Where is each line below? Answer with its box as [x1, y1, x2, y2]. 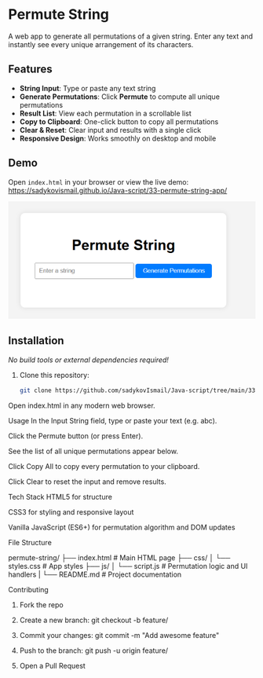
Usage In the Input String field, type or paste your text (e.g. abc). [8, 416, 217, 425]
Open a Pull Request [19, 661, 86, 670]
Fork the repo [19, 599, 64, 610]
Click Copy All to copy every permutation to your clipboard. [8, 461, 200, 471]
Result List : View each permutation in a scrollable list [19, 108, 192, 118]
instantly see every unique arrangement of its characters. [8, 39, 194, 49]
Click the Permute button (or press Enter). [8, 431, 144, 441]
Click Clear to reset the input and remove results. [8, 477, 166, 486]
